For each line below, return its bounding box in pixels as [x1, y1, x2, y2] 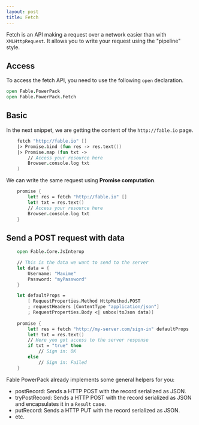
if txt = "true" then [28, 343, 82, 349]
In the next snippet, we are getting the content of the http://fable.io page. [6, 126, 194, 134]
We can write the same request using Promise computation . [6, 177, 156, 184]
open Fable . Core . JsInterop [17, 249, 85, 255]
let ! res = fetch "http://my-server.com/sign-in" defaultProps [28, 326, 189, 332]
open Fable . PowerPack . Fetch [6, 94, 77, 100]
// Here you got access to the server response [28, 337, 149, 343]
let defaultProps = [17, 293, 66, 299]
